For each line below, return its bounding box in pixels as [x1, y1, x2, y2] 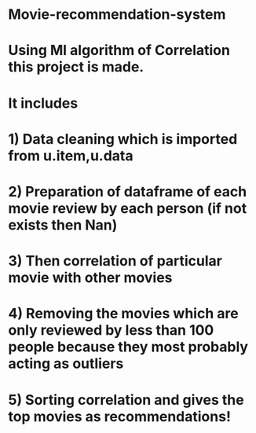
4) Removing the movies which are [8, 305, 239, 323]
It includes [8, 94, 79, 112]
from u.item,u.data [8, 147, 133, 164]
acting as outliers [8, 355, 124, 372]
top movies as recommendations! [8, 407, 232, 425]
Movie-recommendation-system [8, 6, 226, 24]
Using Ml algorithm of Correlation [8, 42, 230, 60]
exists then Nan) [8, 216, 118, 233]
